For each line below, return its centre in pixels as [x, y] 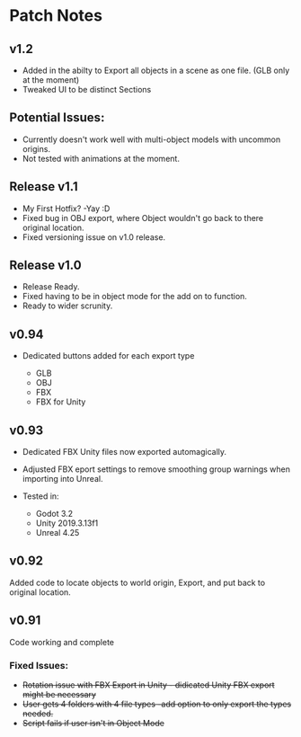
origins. [36, 148]
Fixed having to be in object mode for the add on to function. [134, 297]
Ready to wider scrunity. [67, 306]
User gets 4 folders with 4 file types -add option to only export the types [157, 704]
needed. [38, 713]
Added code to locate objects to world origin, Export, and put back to [137, 582]
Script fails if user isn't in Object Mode [93, 723]
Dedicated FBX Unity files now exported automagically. [124, 452]
